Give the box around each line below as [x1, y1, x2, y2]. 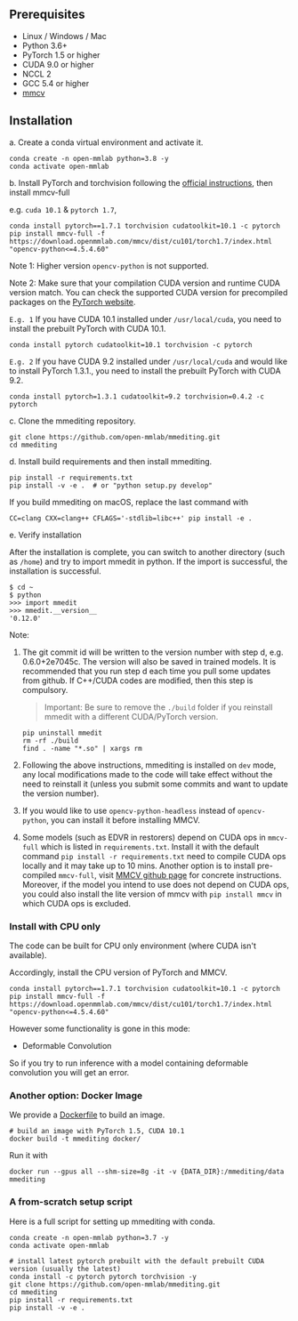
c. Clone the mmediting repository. [9, 415, 136, 426]
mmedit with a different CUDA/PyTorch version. [44, 711, 219, 721]
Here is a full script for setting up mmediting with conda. [9, 1216, 215, 1227]
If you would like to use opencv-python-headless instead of [21, 805, 236, 816]
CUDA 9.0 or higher [21, 59, 95, 69]
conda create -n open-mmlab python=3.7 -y [9, 1233, 169, 1242]
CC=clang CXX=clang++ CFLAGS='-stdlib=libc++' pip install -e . [9, 513, 253, 523]
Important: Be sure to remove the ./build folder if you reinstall [44, 702, 273, 713]
